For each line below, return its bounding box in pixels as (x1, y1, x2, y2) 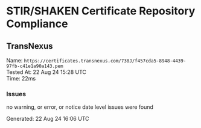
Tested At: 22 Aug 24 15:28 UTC (6, 69, 86, 76)
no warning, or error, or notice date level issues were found (6, 103, 154, 111)
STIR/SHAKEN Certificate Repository (6, 4, 196, 18)
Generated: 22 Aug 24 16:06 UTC (6, 115, 89, 123)
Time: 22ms (6, 75, 36, 82)
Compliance (6, 17, 68, 31)
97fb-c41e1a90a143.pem (6, 63, 63, 69)
